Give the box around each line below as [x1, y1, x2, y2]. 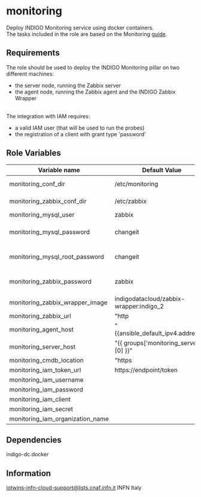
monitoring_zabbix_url [9, 312, 72, 320]
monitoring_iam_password [9, 385, 84, 394]
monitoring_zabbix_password [9, 277, 92, 286]
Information [6, 468, 51, 478]
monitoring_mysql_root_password [9, 252, 105, 261]
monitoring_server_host [9, 342, 76, 351]
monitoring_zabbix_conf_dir [9, 197, 87, 205]
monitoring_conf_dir [9, 179, 66, 188]
